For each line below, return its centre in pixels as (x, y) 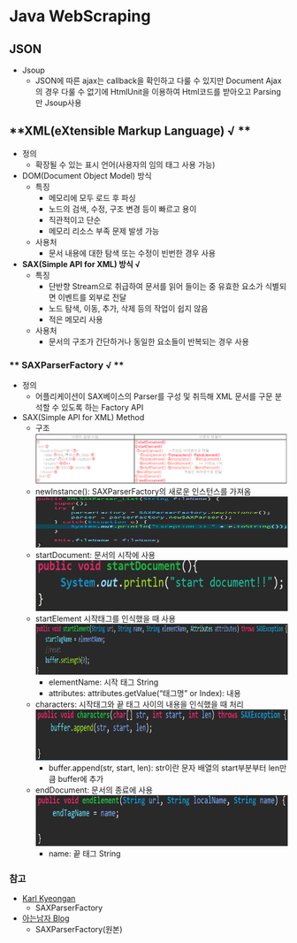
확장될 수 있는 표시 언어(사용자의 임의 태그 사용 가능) (125, 165)
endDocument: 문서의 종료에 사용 (94, 790)
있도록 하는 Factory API (103, 408)
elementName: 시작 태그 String (103, 682)
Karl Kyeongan (49, 899)
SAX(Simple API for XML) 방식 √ (81, 264)
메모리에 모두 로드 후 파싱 (92, 197)
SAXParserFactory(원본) (79, 930)
